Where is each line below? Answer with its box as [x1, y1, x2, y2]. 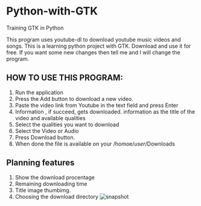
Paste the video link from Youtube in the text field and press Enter [14, 101, 179, 109]
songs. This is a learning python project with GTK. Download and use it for [6, 42, 191, 50]
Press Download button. [14, 134, 75, 141]
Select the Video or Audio [14, 127, 79, 134]
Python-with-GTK [6, 4, 98, 18]
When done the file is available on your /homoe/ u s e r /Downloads [14, 140, 175, 147]
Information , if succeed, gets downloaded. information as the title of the [14, 108, 195, 115]
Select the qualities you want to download [14, 121, 120, 128]
